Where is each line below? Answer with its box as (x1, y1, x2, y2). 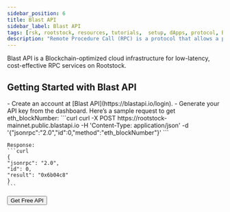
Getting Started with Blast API (7, 81, 137, 93)
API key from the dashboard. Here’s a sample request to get (7, 107, 176, 115)
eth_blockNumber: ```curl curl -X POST (7, 114, 116, 122)
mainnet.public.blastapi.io (7, 121, 80, 129)
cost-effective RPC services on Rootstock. (7, 62, 127, 70)
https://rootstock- (117, 114, 168, 122)
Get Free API (10, 196, 44, 204)
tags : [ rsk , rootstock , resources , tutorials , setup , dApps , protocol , (7, 29, 219, 36)
